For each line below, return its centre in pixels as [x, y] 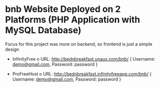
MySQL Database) [43, 30]
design [12, 49]
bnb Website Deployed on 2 [63, 9]
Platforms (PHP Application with [73, 20]
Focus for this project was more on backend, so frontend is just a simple [79, 44]
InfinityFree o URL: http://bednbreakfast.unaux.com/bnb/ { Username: [84, 59]
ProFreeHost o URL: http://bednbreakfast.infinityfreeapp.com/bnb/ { [82, 74]
